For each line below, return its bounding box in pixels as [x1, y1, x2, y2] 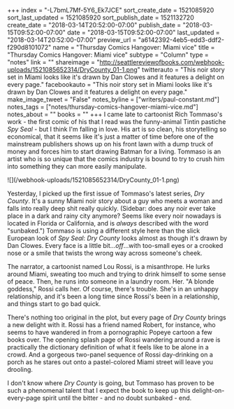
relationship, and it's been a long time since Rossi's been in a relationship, [7, 292, 220, 300]
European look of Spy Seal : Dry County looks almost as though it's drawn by [7, 234, 228, 242]
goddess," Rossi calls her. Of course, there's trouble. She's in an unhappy [7, 285, 219, 293]
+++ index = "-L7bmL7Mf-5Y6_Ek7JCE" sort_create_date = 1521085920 [7, 6, 214, 14]
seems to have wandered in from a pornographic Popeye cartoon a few [7, 328, 213, 336]
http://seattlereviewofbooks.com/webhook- [99, 58, 225, 66]
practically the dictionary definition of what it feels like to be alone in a [7, 343, 210, 351]
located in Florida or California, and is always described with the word [7, 219, 209, 227]
